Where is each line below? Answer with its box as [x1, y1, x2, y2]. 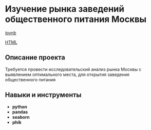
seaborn [12, 114, 30, 120]
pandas [12, 109, 28, 115]
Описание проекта [5, 54, 65, 62]
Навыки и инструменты [5, 91, 82, 99]
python [12, 104, 28, 110]
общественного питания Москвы [5, 14, 147, 25]
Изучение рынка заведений [5, 3, 125, 15]
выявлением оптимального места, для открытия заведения [5, 72, 130, 77]
